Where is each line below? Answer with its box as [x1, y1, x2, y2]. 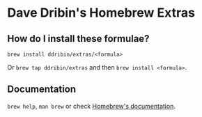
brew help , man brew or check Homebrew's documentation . [7, 102, 176, 110]
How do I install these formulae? [7, 33, 150, 45]
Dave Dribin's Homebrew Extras [7, 5, 195, 21]
